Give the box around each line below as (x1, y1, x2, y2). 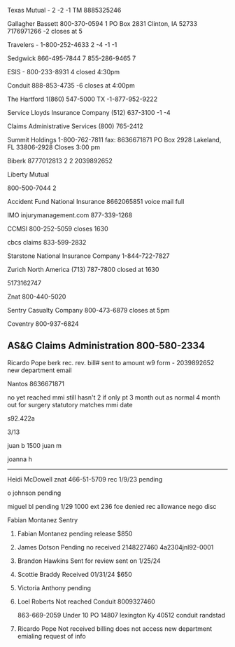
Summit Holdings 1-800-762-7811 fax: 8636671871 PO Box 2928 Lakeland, (7, 136, 222, 144)
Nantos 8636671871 (7, 379, 65, 388)
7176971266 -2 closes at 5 (7, 27, 83, 35)
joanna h (7, 455, 33, 463)
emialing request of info (17, 632, 86, 640)
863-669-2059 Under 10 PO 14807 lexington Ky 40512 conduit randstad (17, 611, 226, 619)
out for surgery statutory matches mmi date (7, 400, 133, 409)
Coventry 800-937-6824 (7, 320, 79, 328)
